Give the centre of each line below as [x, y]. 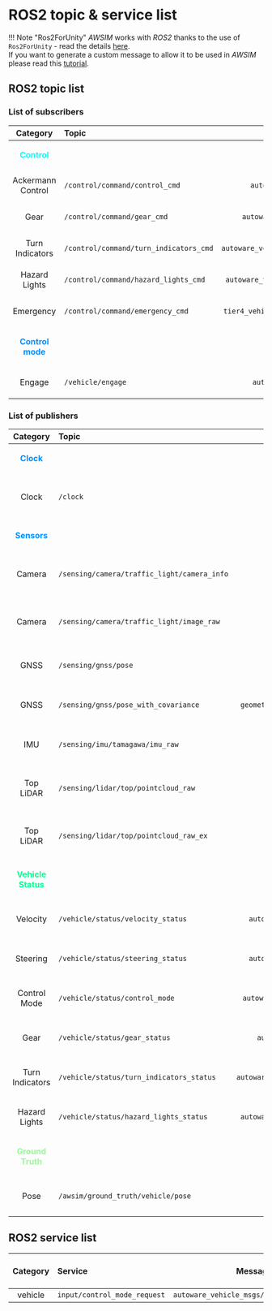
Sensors [32, 535]
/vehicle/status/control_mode [116, 998]
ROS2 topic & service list [93, 15]
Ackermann [34, 180]
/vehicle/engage [96, 382]
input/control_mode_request [111, 1295]
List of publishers [43, 416]
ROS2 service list [53, 1238]
